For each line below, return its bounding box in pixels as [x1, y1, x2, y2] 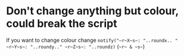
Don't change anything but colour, [6, 4, 179, 18]
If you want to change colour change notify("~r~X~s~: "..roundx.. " [6, 36, 178, 43]
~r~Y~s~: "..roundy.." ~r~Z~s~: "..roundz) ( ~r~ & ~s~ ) [6, 43, 145, 50]
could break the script [6, 17, 117, 30]
